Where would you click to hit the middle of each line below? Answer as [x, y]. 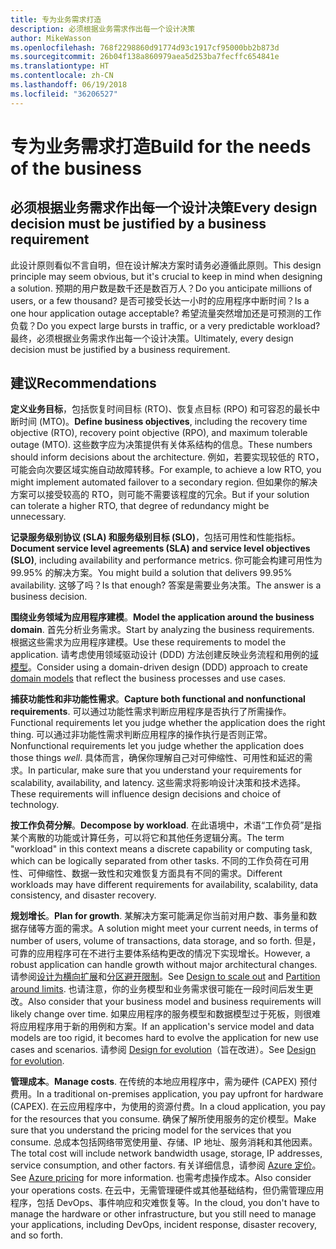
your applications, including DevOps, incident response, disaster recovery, [164, 1225]
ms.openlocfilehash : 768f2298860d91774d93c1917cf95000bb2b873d [145, 47]
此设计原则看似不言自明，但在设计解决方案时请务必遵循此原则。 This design [166, 265]
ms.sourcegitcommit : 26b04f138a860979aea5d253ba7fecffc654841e [145, 57]
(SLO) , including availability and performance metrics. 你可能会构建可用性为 [166, 560]
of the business [76, 168]
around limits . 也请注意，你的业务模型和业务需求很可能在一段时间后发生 [157, 989]
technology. [35, 805]
